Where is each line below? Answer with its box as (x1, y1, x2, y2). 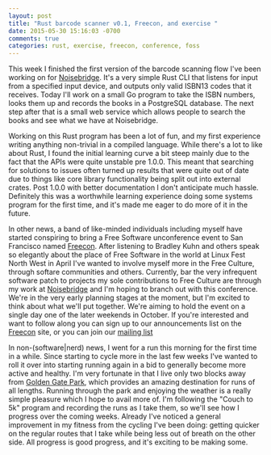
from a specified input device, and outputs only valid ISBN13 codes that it (8, 82, 252, 91)
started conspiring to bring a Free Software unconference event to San (8, 233, 244, 242)
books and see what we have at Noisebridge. (8, 116, 159, 125)
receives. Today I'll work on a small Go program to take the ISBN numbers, (8, 90, 256, 99)
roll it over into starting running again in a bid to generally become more (8, 360, 246, 370)
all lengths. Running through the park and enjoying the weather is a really (8, 385, 252, 396)
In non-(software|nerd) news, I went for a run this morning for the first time (8, 343, 257, 352)
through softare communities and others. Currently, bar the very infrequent (8, 268, 257, 277)
